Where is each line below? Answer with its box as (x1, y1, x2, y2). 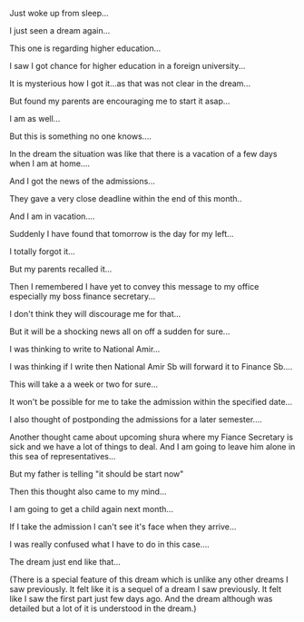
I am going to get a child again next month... (9, 504, 174, 514)
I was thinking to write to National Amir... (9, 344, 161, 354)
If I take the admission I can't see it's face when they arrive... (9, 521, 237, 532)
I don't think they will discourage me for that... (9, 309, 181, 319)
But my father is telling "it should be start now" (9, 469, 184, 479)
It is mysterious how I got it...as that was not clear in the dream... (9, 78, 251, 89)
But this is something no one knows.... (9, 131, 152, 142)
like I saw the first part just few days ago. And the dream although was (9, 594, 273, 604)
